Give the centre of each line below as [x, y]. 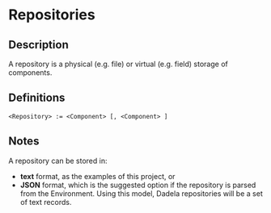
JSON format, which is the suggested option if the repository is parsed [138, 185]
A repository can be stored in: [58, 161]
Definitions [37, 98]
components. [30, 73]
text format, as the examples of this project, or [97, 176]
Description [38, 45]
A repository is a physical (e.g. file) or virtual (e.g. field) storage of [118, 64]
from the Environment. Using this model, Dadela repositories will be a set [141, 193]
